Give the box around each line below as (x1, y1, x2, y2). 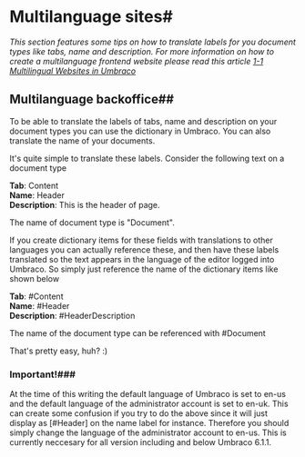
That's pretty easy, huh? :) (9, 345, 108, 356)
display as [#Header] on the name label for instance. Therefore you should (9, 418, 290, 429)
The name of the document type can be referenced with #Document (9, 327, 266, 338)
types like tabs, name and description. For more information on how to (9, 45, 275, 56)
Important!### (9, 368, 76, 381)
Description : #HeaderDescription (9, 310, 136, 321)
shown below (9, 273, 60, 283)
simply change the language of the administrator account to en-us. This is (9, 427, 287, 438)
